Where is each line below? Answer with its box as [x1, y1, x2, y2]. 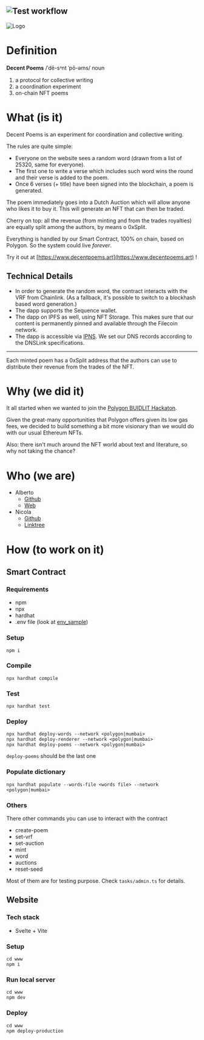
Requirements [6, 585, 49, 593]
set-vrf [15, 833, 33, 841]
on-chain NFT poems [15, 89, 69, 96]
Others [6, 801, 27, 809]
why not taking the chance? [6, 447, 76, 455]
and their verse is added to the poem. [15, 174, 109, 181]
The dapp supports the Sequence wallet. [15, 306, 117, 314]
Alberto [15, 489, 34, 497]
